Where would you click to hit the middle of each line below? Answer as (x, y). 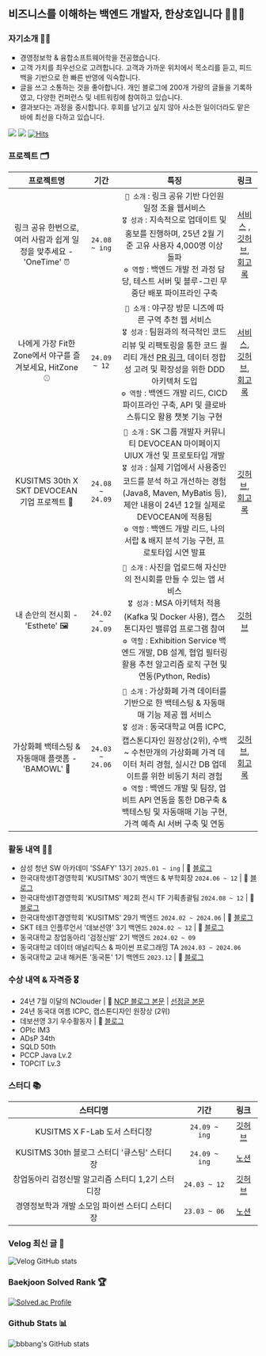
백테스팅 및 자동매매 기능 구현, (175, 812)
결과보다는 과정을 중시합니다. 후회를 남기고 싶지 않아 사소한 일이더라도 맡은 (135, 107)
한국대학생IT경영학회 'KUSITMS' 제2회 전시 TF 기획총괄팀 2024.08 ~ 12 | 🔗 (137, 898)
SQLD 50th (38, 1046)
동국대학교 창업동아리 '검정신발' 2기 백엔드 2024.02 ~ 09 (108, 938)
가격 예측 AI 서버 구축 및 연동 (175, 824)
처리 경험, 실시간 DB (174, 764)
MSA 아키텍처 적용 (188, 603)
